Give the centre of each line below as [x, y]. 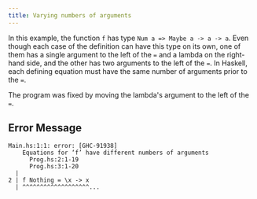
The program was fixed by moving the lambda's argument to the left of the [129, 94]
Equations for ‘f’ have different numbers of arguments [116, 153]
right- [236, 54]
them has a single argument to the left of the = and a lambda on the [117, 54]
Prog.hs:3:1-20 [54, 167]
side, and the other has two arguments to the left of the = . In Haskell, [137, 63]
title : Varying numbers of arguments [70, 15]
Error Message [45, 128]
